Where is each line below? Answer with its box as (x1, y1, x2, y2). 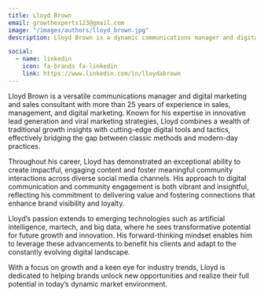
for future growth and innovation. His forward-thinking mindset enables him (8, 230, 253, 240)
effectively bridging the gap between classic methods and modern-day (8, 133, 238, 142)
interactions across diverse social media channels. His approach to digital (8, 173, 247, 183)
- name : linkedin (15, 55, 72, 63)
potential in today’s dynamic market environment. (8, 279, 167, 288)
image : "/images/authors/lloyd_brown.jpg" (8, 26, 149, 34)
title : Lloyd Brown (8, 11, 72, 20)
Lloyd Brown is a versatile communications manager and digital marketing (8, 91, 247, 101)
